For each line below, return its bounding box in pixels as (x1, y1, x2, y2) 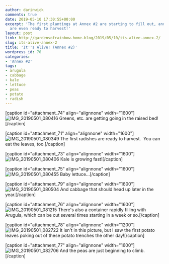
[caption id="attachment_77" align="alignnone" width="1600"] (5, 242, 135, 248)
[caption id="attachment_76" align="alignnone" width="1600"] (5, 202, 135, 208)
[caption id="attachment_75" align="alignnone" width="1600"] (5, 166, 135, 172)
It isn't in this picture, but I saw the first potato (59, 227, 155, 233)
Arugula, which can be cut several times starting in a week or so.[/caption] (5, 212, 160, 218)
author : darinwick (5, 7, 44, 13)
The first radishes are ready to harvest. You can (60, 136, 160, 142)
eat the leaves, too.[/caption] (5, 141, 65, 147)
